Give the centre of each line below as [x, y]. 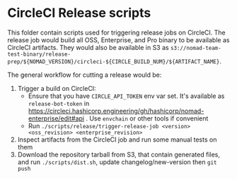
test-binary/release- [39, 54]
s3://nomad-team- [196, 48]
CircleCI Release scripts [79, 13]
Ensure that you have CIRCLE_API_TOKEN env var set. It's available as [126, 96]
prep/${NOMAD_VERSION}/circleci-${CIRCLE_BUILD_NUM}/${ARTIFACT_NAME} [114, 61]
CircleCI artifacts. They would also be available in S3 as [88, 47]
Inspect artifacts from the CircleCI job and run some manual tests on [117, 140]
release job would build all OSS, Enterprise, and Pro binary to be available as [118, 39]
